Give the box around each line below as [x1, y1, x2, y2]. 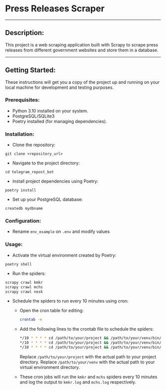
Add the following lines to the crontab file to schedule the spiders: [19, 326, 154, 332]
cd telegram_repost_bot [5, 170, 54, 175]
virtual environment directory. [19, 364, 80, 370]
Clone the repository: [12, 142, 56, 148]
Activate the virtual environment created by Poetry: [12, 252, 117, 258]
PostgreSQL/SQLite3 [12, 113, 55, 119]
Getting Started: [5, 66, 56, 75]
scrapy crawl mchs [5, 284, 43, 289]
